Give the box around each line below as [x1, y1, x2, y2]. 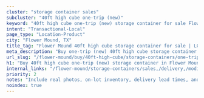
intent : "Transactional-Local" [6, 26, 86, 32]
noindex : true [6, 83, 42, 89]
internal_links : [6, 65, 47, 72]
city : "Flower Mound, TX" [6, 37, 72, 43]
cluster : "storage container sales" [6, 9, 99, 15]
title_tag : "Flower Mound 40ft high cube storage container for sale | [6, 43, 191, 49]
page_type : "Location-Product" [6, 32, 86, 38]
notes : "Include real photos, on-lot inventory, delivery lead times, [6, 77, 189, 83]
